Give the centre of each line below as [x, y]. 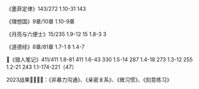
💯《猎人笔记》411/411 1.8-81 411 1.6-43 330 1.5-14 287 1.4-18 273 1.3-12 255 [99, 59]
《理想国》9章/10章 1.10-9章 [40, 22]
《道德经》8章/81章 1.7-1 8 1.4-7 [46, 47]
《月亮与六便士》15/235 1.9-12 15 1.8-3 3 [56, 34]
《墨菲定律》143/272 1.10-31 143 [46, 9]
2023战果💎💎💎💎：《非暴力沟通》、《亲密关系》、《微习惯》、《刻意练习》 [89, 80]
